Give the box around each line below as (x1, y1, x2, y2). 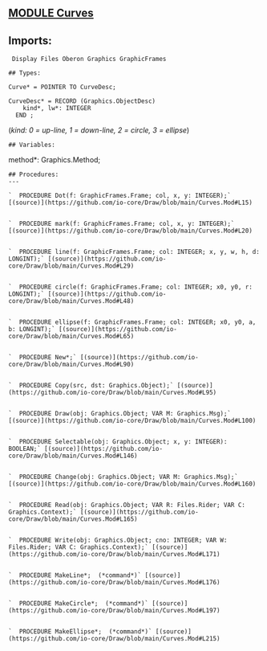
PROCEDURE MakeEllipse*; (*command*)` (18, 628, 152, 636)
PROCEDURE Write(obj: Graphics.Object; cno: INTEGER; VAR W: (18, 536, 228, 545)
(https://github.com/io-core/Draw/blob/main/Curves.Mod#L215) (8, 635, 220, 643)
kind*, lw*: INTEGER (22, 104, 91, 113)
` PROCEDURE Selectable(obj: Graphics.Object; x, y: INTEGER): (8, 438, 228, 446)
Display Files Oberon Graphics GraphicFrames (11, 55, 167, 63)
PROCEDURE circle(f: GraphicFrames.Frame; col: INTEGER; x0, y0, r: (18, 283, 253, 292)
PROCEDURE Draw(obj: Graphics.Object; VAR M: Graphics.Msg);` (18, 410, 231, 418)
